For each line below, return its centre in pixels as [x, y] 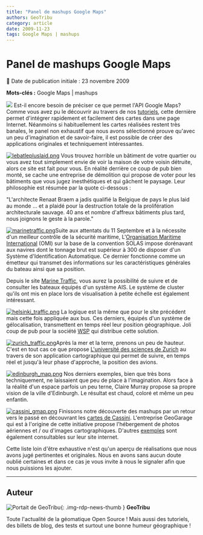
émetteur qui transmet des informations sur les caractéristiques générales [98, 263]
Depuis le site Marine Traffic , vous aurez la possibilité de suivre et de [92, 281]
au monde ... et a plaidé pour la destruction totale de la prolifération [90, 206]
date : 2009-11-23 [28, 29]
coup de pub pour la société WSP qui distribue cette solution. [82, 331]
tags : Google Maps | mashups [43, 34]
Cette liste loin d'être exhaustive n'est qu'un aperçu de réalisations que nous [101, 449]
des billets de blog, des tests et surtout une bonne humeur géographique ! [99, 525]
